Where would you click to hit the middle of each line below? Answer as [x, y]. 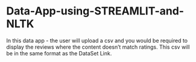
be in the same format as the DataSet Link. [59, 53]
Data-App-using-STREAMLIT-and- [95, 11]
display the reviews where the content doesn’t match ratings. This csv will [98, 47]
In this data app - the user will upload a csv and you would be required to [97, 40]
